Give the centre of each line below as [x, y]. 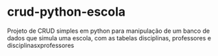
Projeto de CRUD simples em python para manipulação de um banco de [109, 31]
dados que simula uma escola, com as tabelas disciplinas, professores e [109, 38]
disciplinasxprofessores [40, 45]
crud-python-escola [66, 12]
